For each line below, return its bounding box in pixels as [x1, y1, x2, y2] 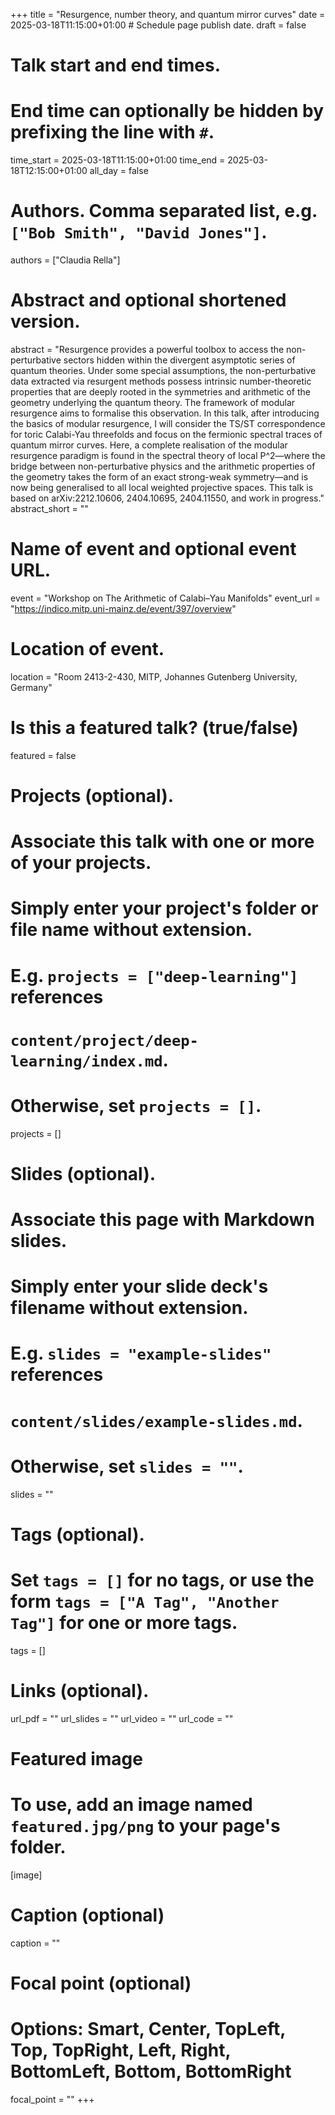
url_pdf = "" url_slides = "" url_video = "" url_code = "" [10, 1712, 234, 1724]
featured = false [10, 749, 77, 761]
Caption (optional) [10, 1904, 165, 1926]
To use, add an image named [10, 1794, 253, 1816]
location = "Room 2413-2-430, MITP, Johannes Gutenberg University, [10, 670, 298, 683]
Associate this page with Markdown [10, 1209, 315, 1231]
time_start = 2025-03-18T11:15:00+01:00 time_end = [10, 154, 226, 166]
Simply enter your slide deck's [10, 1275, 269, 1298]
